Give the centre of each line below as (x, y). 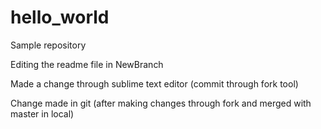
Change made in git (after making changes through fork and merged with (161, 103)
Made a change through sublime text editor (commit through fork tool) (154, 83)
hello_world (60, 17)
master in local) (42, 113)
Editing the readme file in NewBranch (87, 64)
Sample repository (48, 45)
